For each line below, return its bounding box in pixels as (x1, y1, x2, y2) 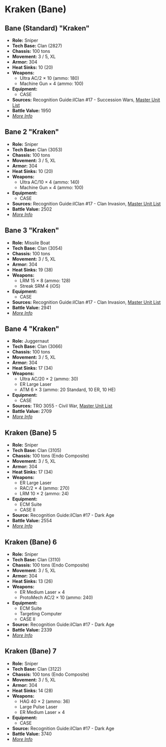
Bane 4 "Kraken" (5, 324, 59, 334)
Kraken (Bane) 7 (5, 647, 57, 655)
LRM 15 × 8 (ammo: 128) (19, 277, 71, 283)
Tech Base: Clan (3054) (12, 245, 63, 251)
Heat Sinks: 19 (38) (12, 266, 53, 273)
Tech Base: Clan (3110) (12, 557, 61, 563)
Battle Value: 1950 (12, 108, 51, 113)
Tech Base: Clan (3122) (12, 666, 62, 672)
